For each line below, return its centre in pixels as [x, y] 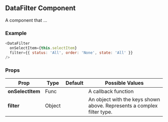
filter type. [100, 112]
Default [74, 83]
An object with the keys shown [124, 99]
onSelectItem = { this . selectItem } [43, 48]
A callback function [111, 91]
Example [16, 33]
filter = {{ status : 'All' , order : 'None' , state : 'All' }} [71, 53]
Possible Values [124, 83]
